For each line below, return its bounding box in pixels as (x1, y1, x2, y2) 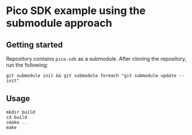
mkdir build (6, 109, 35, 115)
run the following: (6, 61, 49, 68)
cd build (6, 114, 28, 120)
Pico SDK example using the (6, 4, 146, 18)
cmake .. (6, 119, 28, 125)
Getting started (6, 40, 63, 50)
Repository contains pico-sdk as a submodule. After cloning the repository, (6, 56, 187, 62)
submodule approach (6, 16, 112, 30)
